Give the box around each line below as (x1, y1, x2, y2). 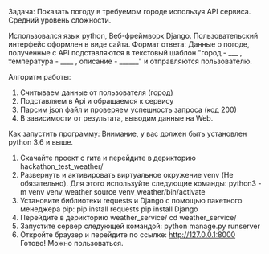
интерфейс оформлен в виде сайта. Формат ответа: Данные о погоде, (8, 39, 251, 49)
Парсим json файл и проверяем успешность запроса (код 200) (19, 104, 237, 114)
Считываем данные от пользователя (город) (19, 88, 174, 97)
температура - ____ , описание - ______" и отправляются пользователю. (8, 56, 253, 66)
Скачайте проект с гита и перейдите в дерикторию (19, 153, 197, 162)
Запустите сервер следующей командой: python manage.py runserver (19, 221, 261, 231)
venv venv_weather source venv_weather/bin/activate (27, 187, 206, 196)
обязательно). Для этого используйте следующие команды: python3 (19, 178, 257, 188)
